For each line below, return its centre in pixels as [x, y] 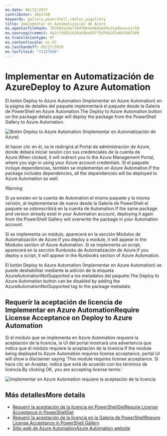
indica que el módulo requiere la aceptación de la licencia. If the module [79, 348]
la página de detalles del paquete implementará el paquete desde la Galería [83, 106]
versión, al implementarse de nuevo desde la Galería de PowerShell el [77, 203]
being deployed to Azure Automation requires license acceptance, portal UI [83, 353]
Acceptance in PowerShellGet [43, 412]
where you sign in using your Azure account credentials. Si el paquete [77, 162]
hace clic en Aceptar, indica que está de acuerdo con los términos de [77, 364]
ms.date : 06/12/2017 [27, 10]
